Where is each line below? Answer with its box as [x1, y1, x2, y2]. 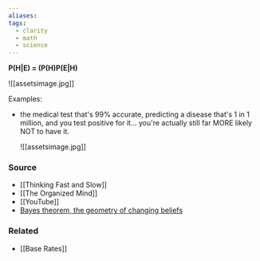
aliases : [8, 11, 37, 20]
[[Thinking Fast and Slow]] [19, 180, 108, 190]
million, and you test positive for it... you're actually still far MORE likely [19, 118, 253, 128]
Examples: [8, 94, 42, 104]
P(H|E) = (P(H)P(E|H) [8, 63, 78, 73]
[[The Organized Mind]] [19, 188, 98, 198]
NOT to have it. [19, 127, 70, 136]
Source [8, 162, 37, 173]
